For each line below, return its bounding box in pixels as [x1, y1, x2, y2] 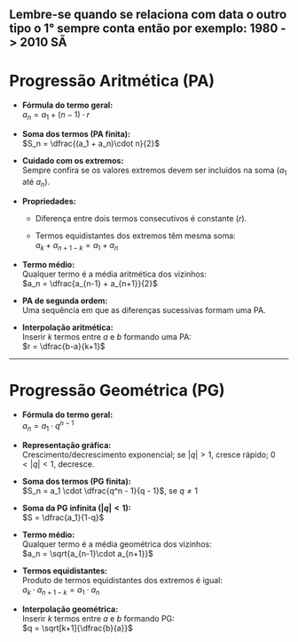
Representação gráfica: [21, 439, 112, 450]
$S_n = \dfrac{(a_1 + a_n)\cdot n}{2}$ [21, 138, 160, 149]
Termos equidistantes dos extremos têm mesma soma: [35, 230, 237, 241]
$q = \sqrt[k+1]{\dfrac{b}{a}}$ [21, 622, 133, 633]
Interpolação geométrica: [21, 604, 119, 614]
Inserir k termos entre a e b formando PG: [21, 613, 175, 623]
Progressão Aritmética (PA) [9, 70, 216, 91]
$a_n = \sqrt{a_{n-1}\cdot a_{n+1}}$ [21, 548, 153, 558]
